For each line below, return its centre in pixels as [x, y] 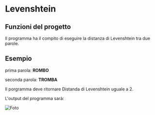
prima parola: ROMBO [27, 70]
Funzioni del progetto [38, 27]
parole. [12, 43]
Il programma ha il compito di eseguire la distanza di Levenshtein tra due [78, 38]
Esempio [18, 59]
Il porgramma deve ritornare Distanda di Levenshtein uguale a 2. [69, 89]
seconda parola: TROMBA [31, 79]
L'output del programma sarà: [34, 98]
